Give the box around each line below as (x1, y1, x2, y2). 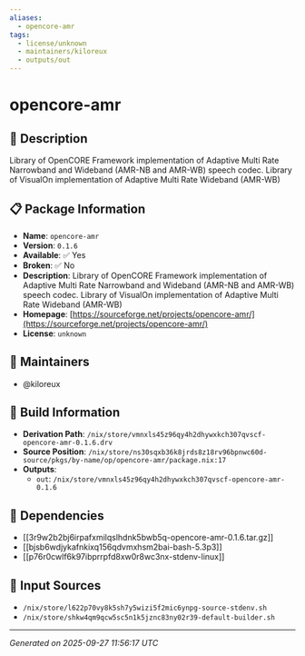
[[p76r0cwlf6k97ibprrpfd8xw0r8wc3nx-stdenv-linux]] (22, 552, 225, 562)
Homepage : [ (22, 308, 74, 319)
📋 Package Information (9, 202, 146, 217)
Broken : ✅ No (22, 260, 75, 271)
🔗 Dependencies (9, 508, 104, 523)
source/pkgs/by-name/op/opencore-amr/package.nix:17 (22, 456, 227, 465)
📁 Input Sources (9, 578, 102, 593)
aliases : (9, 13, 43, 23)
